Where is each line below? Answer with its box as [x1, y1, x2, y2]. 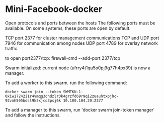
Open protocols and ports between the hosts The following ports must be [5, 20, 156, 26]
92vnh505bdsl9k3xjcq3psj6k [5, 98, 61, 103]
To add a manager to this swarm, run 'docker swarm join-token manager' [5, 107, 155, 113]
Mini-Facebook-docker [5, 3, 102, 15]
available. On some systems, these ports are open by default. [5, 25, 131, 31]
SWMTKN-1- [63, 89, 83, 94]
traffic [5, 45, 17, 51]
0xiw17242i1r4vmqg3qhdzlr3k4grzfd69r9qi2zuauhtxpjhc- [5, 94, 119, 99]
